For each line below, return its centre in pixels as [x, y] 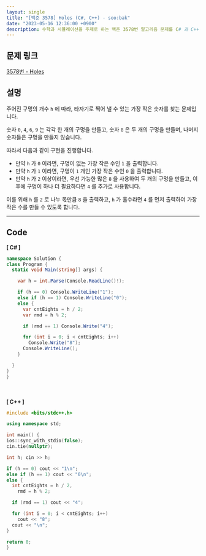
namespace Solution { [34, 259]
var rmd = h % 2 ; [45, 315]
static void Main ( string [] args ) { [57, 270]
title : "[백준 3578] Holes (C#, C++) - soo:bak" [68, 18]
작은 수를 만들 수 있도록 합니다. [43, 207]
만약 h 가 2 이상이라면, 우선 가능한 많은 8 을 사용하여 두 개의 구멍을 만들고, [103, 178]
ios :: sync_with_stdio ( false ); [45, 441]
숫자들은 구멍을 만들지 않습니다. [44, 137]
